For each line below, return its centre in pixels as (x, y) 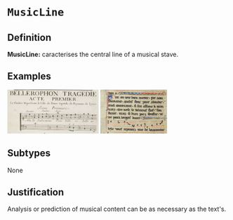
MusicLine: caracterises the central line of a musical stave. (93, 54)
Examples (29, 76)
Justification (36, 192)
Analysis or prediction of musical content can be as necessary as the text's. (117, 209)
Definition (29, 38)
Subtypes (29, 154)
